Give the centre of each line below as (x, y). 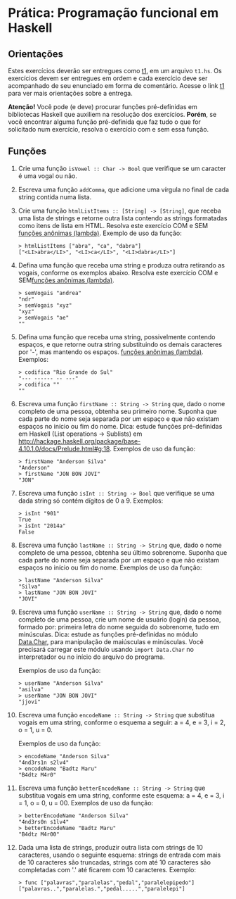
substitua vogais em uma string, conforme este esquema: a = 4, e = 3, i (121, 795)
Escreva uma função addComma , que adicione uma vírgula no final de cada (124, 189)
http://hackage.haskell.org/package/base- (79, 441)
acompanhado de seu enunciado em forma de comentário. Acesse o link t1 (116, 86)
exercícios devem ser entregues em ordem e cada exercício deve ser (108, 78)
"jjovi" (29, 702)
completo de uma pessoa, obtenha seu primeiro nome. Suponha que (117, 411)
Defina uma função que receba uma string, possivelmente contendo (117, 337)
